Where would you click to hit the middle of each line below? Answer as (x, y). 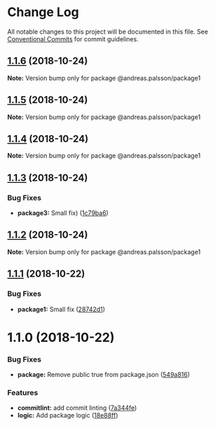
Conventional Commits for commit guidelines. (73, 39)
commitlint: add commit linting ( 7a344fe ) (77, 408)
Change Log (43, 12)
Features (23, 392)
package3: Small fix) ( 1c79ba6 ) (63, 213)
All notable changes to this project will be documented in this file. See (108, 32)
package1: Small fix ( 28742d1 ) (61, 309)
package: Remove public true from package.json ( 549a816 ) (104, 375)
